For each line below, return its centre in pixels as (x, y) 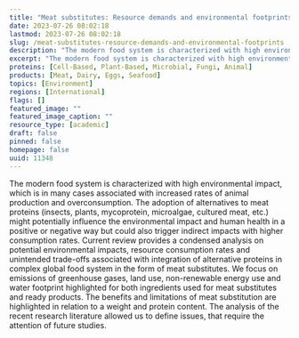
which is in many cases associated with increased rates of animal (129, 193)
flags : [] (28, 100)
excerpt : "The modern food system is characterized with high (127, 59)
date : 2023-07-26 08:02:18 (59, 26)
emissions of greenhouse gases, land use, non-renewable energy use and (145, 278)
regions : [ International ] (57, 92)
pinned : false (36, 141)
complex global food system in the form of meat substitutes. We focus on (144, 269)
